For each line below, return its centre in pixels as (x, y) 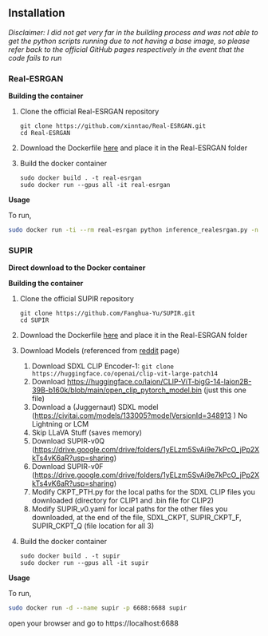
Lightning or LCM (60, 424)
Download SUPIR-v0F (67, 467)
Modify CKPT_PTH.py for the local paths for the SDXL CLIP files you (143, 492)
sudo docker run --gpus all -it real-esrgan (95, 185)
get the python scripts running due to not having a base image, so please (129, 41)
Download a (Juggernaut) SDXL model (95, 407)
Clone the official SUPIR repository (77, 299)
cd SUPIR (34, 320)
